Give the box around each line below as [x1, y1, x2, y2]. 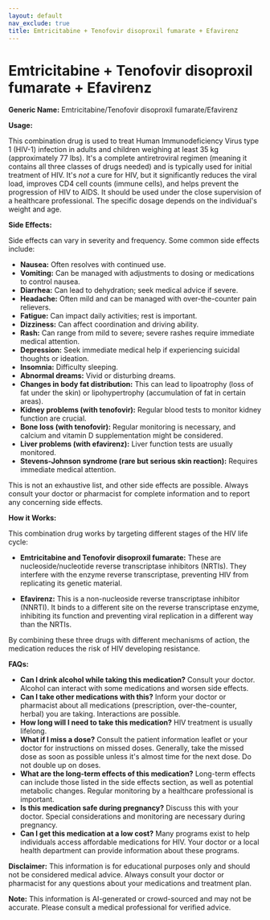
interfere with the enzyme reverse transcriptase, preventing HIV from [19, 570, 249, 580]
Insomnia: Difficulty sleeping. [19, 363, 119, 372]
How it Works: [8, 513, 57, 523]
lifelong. [19, 726, 47, 736]
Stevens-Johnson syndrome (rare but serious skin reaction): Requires [19, 456, 259, 466]
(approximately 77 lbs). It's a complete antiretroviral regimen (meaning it [8, 154, 247, 163]
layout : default [8, 11, 63, 20]
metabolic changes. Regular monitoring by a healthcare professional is [19, 786, 254, 796]
